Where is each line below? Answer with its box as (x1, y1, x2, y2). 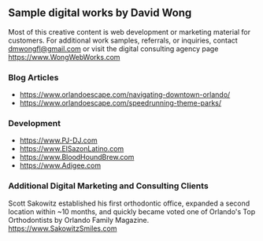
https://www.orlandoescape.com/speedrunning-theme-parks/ (19, 98, 222, 108)
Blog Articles (8, 72, 59, 83)
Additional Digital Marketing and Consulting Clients (8, 180, 209, 191)
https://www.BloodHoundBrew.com (19, 153, 135, 162)
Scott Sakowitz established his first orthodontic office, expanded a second (8, 198, 250, 208)
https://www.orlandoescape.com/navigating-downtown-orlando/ (19, 90, 231, 99)
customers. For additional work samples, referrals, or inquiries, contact (8, 35, 238, 45)
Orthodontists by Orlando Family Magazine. (8, 215, 150, 224)
